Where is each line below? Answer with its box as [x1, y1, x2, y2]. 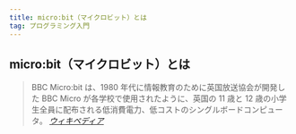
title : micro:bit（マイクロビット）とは [9, 13, 148, 22]
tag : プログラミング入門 [9, 21, 90, 30]
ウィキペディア [48, 115, 105, 126]
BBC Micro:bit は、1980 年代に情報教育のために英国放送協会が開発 [30, 82, 278, 93]
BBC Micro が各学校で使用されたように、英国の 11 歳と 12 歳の [41, 93, 272, 104]
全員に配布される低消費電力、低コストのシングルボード [39, 105, 244, 115]
